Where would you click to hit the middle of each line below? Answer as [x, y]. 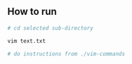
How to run [32, 12]
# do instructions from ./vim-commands [66, 54]
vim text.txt [27, 41]
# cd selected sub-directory [50, 28]
